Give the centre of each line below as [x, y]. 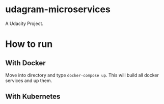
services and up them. [29, 81]
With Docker [25, 63]
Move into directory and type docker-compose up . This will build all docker [82, 75]
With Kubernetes [33, 97]
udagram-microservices [58, 9]
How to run [29, 44]
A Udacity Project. [24, 23]
